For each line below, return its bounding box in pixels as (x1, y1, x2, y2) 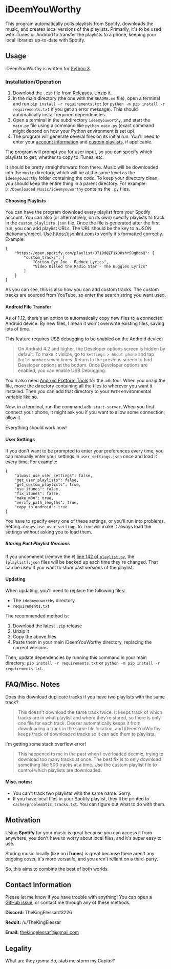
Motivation (5, 816, 41, 824)
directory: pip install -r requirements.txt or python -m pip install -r (5, 659, 160, 666)
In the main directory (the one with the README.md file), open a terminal (12, 95, 160, 101)
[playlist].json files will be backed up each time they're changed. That (5, 559, 158, 565)
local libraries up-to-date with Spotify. (5, 37, 85, 43)
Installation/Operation (5, 78, 61, 85)
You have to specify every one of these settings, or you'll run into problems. (5, 518, 165, 524)
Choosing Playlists (5, 197, 46, 203)
